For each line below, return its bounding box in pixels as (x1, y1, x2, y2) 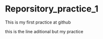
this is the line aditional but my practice (5, 28, 84, 34)
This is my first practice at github (5, 19, 71, 25)
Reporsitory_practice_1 (5, 3, 99, 14)
